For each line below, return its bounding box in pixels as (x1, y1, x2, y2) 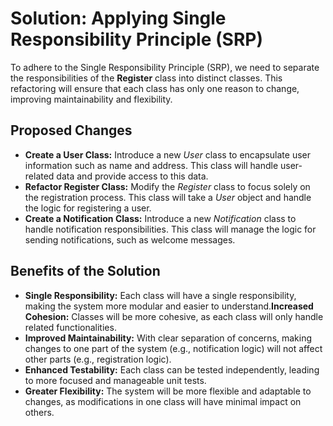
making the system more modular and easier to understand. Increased (24, 300, 314, 312)
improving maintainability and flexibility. (10, 93, 173, 105)
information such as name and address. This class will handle (24, 159, 279, 171)
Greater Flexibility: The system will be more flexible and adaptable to (24, 385, 312, 397)
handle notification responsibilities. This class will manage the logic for (24, 223, 317, 235)
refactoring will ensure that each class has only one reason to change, (10, 82, 300, 94)
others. (24, 406, 55, 418)
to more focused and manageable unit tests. (24, 374, 207, 386)
